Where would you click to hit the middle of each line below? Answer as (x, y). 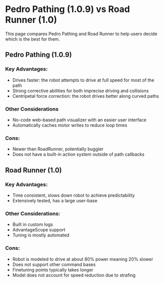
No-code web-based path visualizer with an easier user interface (79, 120)
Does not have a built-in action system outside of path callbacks (78, 154)
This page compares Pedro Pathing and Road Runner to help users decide (81, 34)
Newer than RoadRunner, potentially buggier (58, 149)
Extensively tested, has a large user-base (55, 200)
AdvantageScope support (39, 230)
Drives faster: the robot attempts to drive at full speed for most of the (83, 80)
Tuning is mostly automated (41, 235)
